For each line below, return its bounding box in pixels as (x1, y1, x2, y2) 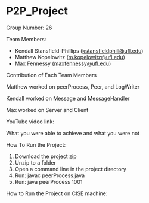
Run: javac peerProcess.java (14, 172, 85, 179)
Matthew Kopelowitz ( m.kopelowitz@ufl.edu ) (14, 53, 125, 60)
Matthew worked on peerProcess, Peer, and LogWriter (6, 83, 140, 90)
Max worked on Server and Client (6, 106, 89, 113)
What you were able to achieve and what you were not (6, 129, 140, 137)
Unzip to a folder (14, 159, 57, 166)
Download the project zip (14, 153, 77, 160)
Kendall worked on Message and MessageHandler (6, 95, 130, 102)
